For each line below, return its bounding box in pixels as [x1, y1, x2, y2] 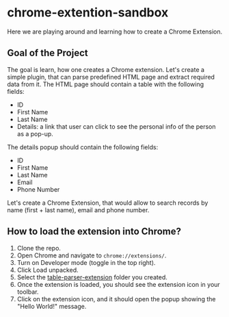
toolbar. [16, 288, 39, 296]
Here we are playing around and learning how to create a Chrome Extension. [7, 27, 223, 36]
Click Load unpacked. [16, 266, 79, 274]
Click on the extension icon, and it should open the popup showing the [16, 294, 216, 303]
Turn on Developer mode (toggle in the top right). [16, 258, 156, 266]
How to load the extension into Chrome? [7, 226, 181, 238]
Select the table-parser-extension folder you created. [16, 272, 167, 281]
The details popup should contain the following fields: [7, 142, 159, 151]
